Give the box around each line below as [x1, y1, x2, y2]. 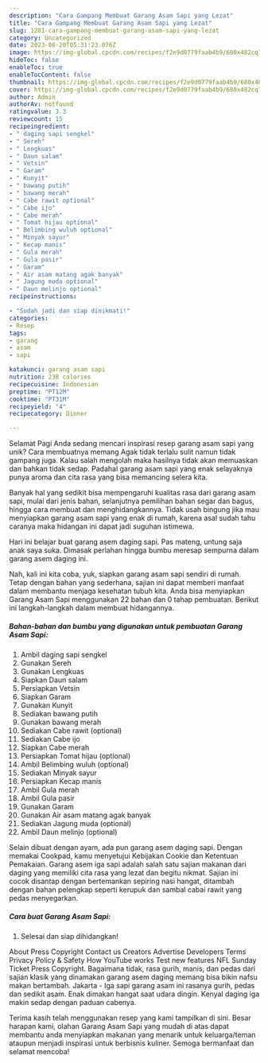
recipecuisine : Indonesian [9, 380, 99, 388]
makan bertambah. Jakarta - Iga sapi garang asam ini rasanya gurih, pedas [9, 981, 255, 991]
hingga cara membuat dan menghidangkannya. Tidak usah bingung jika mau [9, 505, 260, 514]
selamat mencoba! [9, 1047, 70, 1057]
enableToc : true [9, 64, 63, 72]
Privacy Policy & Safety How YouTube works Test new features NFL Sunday [9, 956, 257, 965]
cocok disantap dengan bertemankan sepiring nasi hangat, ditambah [9, 876, 235, 886]
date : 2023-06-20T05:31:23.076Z [9, 41, 116, 49]
